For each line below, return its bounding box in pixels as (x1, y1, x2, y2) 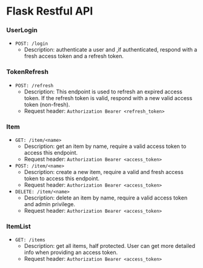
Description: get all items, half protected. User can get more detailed (24, 243, 196, 250)
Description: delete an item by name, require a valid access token (24, 194, 188, 201)
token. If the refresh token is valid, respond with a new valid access (24, 94, 193, 101)
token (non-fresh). (24, 101, 70, 108)
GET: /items (15, 237, 45, 243)
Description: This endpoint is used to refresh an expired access (24, 88, 183, 95)
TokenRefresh (6, 68, 48, 76)
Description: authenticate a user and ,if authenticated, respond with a (24, 46, 198, 53)
